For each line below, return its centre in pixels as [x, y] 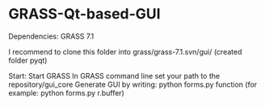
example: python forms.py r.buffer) [67, 92]
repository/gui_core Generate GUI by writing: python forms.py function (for [133, 84]
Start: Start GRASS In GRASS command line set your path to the [114, 75]
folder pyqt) [28, 60]
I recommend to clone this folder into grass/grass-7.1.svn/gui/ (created [125, 51]
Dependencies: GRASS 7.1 [51, 36]
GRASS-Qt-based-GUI [84, 14]
